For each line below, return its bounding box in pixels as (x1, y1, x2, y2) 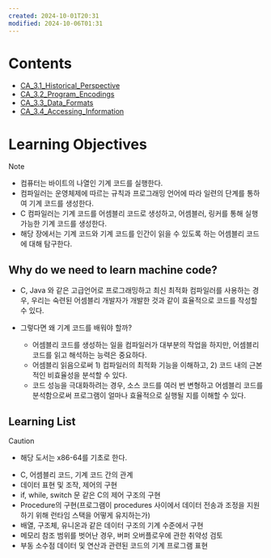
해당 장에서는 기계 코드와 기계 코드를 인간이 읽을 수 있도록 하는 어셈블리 (19, 229, 245, 239)
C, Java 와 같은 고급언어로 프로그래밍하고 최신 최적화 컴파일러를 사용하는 (19, 285, 251, 295)
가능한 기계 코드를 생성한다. (19, 219, 108, 229)
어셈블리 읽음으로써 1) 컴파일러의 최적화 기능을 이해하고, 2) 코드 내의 (32, 361, 248, 370)
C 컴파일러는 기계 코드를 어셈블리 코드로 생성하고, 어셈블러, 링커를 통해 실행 (19, 209, 259, 218)
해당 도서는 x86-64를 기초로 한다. (19, 453, 128, 462)
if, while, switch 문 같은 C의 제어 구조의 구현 (19, 490, 161, 500)
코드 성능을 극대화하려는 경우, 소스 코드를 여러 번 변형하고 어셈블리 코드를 (32, 381, 264, 391)
